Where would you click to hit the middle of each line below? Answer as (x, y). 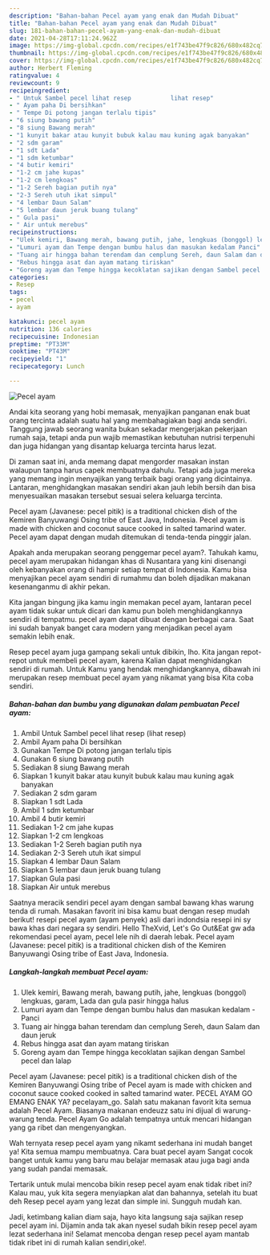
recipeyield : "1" (38, 359)
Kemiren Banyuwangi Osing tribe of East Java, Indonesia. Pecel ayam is (127, 520)
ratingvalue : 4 (34, 76)
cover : (20, 61)
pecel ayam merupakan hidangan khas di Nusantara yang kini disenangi (128, 561)
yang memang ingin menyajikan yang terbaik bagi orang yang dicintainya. (131, 478)
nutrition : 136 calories (50, 329)
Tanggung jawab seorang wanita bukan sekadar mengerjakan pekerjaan (128, 429)
